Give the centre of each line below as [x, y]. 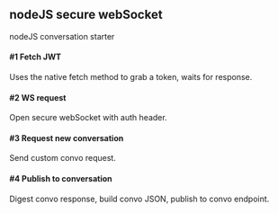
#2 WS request [38, 97]
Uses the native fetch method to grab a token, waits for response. [131, 77]
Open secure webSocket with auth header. [89, 118]
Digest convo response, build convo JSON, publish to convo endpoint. [139, 199]
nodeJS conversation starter [62, 36]
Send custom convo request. [63, 158]
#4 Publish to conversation [61, 179]
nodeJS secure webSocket [86, 15]
